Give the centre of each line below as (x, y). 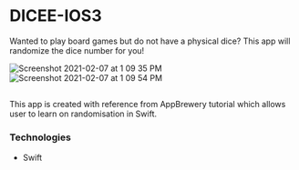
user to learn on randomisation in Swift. (83, 114)
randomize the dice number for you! (77, 50)
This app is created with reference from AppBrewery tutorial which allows (148, 105)
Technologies (40, 137)
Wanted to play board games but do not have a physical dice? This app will (150, 41)
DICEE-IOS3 (56, 16)
